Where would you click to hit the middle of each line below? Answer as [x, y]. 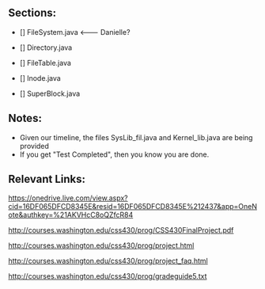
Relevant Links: [47, 179]
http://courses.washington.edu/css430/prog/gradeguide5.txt [108, 276]
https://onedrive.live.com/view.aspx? [68, 198]
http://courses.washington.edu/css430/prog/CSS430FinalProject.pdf [121, 230]
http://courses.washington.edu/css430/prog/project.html [101, 245]
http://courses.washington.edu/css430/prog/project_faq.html [108, 261]
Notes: [25, 118]
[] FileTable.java [45, 63]
